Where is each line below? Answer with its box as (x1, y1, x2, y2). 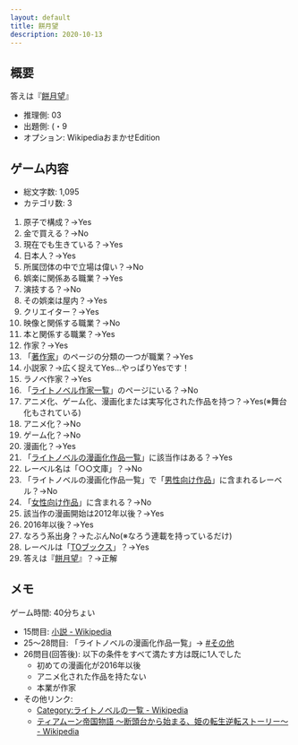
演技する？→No (22, 284, 81, 294)
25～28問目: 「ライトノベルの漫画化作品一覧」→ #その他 (22, 637, 234, 648)
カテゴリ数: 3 (22, 198, 72, 208)
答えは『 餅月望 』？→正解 (22, 553, 118, 563)
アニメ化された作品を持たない (36, 671, 147, 681)
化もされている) (22, 407, 81, 418)
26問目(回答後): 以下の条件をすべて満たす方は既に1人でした (22, 648, 243, 659)
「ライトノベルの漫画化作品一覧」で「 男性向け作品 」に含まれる (22, 474, 259, 485)
